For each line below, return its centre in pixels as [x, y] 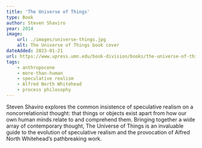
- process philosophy [44, 90]
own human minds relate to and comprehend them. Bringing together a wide [101, 119]
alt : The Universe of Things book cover [68, 46]
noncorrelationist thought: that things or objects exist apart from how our [96, 113]
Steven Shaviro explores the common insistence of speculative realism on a [100, 107]
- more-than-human [40, 73]
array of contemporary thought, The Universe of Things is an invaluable [95, 126]
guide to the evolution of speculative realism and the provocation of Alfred [98, 132]
